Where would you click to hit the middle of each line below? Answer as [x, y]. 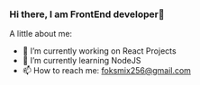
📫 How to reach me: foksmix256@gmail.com [107, 71]
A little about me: [41, 34]
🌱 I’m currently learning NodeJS [82, 61]
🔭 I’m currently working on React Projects [100, 51]
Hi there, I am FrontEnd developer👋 [87, 14]
